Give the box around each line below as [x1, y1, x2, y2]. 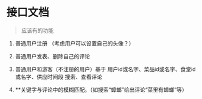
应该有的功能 [21, 27, 54, 34]
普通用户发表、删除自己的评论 [15, 52, 90, 60]
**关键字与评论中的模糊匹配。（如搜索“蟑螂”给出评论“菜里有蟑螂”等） [15, 86, 187, 93]
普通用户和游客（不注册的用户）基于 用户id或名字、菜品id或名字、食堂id [15, 65, 196, 73]
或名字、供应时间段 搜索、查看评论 [15, 73, 102, 80]
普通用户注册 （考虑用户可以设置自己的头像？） [15, 39, 134, 47]
